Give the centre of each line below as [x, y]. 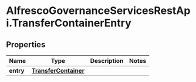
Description [107, 61]
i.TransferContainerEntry [69, 23]
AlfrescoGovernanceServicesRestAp [98, 11]
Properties [26, 44]
